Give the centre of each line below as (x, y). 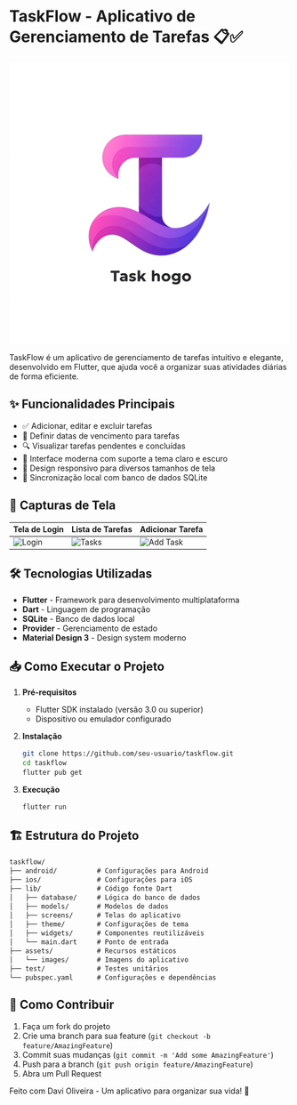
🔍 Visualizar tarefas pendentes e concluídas (104, 446)
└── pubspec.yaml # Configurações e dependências (113, 977)
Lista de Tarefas (102, 529)
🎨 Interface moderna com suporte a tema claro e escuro (125, 458)
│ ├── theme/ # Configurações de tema (99, 924)
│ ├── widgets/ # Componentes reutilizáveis (107, 933)
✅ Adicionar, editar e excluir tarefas (87, 425)
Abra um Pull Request (62, 1073)
